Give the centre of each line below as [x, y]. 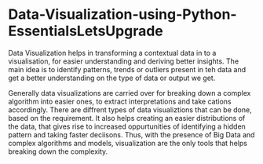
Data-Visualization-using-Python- [122, 15]
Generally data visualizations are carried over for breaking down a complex [130, 93]
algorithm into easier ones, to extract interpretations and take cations [120, 101]
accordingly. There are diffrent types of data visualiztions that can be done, [130, 109]
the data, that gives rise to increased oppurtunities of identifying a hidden [127, 126]
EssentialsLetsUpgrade [86, 31]
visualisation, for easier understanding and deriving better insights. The [124, 61]
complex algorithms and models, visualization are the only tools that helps [128, 143]
